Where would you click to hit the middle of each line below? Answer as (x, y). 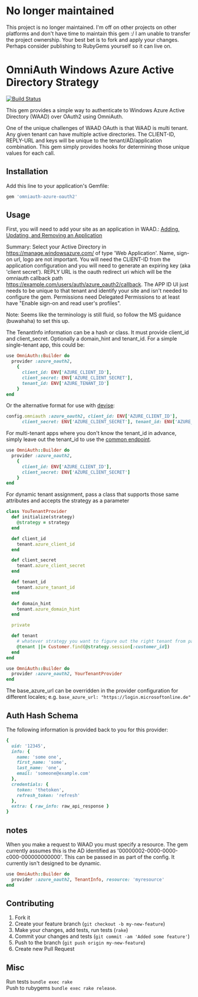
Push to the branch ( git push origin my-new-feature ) (80, 943)
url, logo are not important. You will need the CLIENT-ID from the (92, 259)
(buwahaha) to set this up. (38, 321)
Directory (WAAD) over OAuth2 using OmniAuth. (65, 116)
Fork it (22, 918)
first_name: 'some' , (42, 763)
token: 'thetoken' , (41, 790)
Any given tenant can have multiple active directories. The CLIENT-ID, (91, 134)
